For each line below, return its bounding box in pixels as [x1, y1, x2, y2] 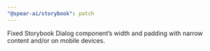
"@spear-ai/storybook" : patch [7, 10, 95, 17]
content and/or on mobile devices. [7, 36, 105, 45]
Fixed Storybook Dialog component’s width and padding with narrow [7, 29, 203, 37]
